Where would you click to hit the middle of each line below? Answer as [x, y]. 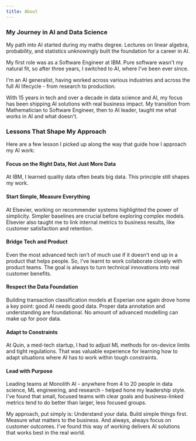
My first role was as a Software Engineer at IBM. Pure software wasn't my [95, 62]
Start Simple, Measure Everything [48, 196]
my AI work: [20, 151]
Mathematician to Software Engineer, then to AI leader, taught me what [91, 110]
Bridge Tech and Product [37, 242]
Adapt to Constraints [32, 332]
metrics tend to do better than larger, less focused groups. [76, 403]
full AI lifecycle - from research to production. [61, 86]
